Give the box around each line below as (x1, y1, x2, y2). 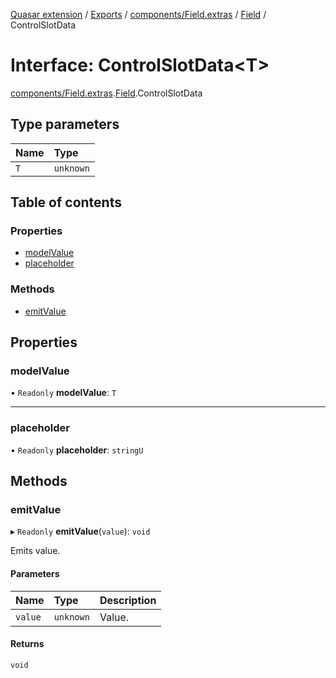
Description (99, 593, 157, 607)
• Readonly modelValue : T (10, 387, 117, 399)
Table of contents (10, 194, 122, 211)
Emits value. (10, 545, 61, 557)
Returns (10, 638, 45, 650)
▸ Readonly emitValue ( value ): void (10, 525, 151, 538)
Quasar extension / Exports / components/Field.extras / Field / (10, 9, 267, 20)
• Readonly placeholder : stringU (10, 444, 144, 456)
